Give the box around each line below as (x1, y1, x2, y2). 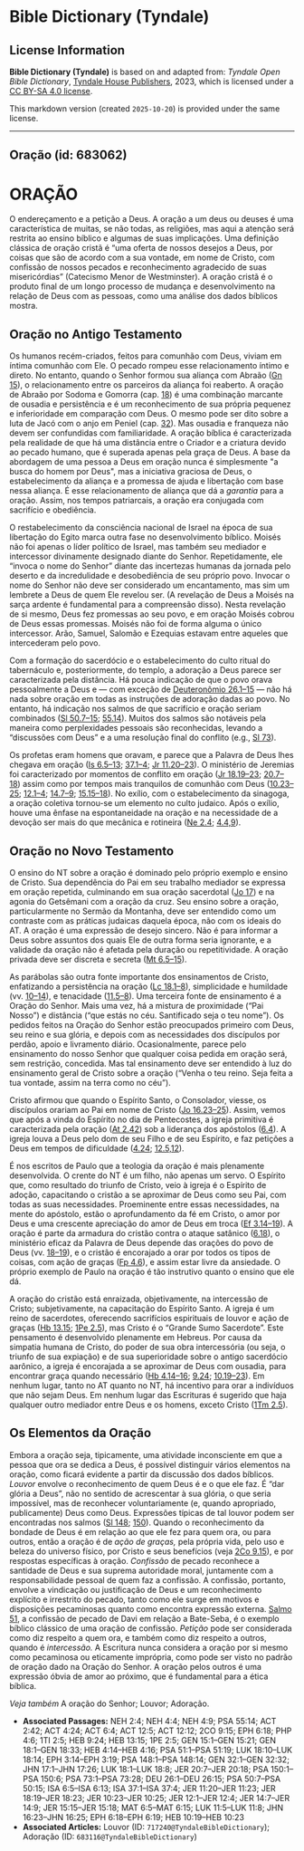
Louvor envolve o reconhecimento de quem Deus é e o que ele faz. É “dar (9, 1478, 285, 1489)
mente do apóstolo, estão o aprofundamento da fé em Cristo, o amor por (9, 1208, 280, 1219)
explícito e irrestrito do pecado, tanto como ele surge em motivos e (9, 1594, 260, 1605)
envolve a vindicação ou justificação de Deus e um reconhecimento (9, 1584, 262, 1595)
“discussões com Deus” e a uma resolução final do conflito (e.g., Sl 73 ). (9, 732, 277, 743)
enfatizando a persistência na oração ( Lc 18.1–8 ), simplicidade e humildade (9, 981, 288, 992)
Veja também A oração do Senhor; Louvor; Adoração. (9, 1698, 210, 1709)
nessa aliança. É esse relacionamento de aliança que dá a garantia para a (9, 485, 284, 496)
